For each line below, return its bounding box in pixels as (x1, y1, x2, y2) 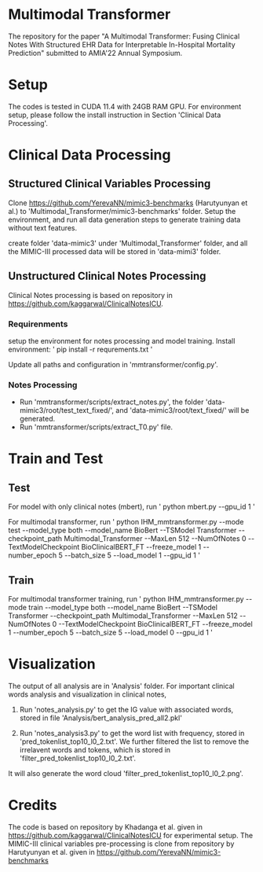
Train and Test (8, 450, 104, 468)
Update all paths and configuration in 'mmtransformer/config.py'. (8, 359, 218, 369)
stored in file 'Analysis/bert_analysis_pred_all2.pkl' (19, 713, 183, 723)
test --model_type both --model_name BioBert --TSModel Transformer (8, 525, 237, 535)
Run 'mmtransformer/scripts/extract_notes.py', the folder (19, 397, 204, 407)
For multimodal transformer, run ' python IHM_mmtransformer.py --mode (8, 517, 244, 527)
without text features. (8, 223, 78, 233)
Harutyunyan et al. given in (8, 847, 96, 856)
